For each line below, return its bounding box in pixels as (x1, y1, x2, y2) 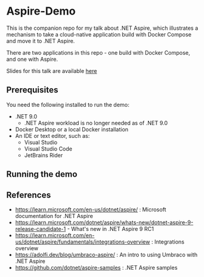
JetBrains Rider (24, 151, 63, 159)
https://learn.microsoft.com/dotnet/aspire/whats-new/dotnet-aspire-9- (15, 219, 194, 226)
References (6, 190, 51, 200)
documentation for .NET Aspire (15, 212, 93, 219)
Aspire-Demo (6, 4, 76, 18)
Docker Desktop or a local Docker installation (15, 126, 129, 133)
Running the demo (6, 169, 78, 180)
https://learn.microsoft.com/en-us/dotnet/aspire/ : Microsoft (15, 205, 166, 213)
